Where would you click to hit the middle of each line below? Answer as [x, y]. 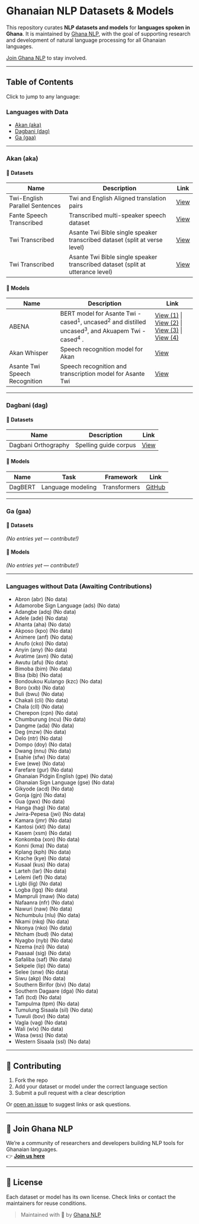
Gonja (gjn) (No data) [41, 795]
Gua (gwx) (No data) [40, 802]
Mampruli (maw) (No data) [47, 896]
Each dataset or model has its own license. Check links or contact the [91, 1197]
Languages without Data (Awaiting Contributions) [79, 586]
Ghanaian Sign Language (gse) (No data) [65, 783]
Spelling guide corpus [105, 445]
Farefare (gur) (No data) [44, 770]
